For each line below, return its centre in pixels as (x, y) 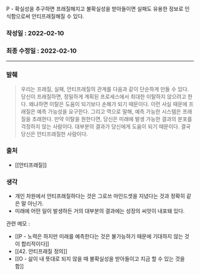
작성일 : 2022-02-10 (35, 33)
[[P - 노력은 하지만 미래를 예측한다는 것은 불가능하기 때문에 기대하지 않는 (99, 236)
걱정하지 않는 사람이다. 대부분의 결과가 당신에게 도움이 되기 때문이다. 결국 (106, 126)
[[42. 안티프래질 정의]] (41, 251)
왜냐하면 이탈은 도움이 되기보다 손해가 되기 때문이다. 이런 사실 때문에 (108, 104)
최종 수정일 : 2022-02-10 (42, 51)
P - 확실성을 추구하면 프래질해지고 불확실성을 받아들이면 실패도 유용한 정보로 (95, 9)
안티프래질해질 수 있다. (58, 16)
